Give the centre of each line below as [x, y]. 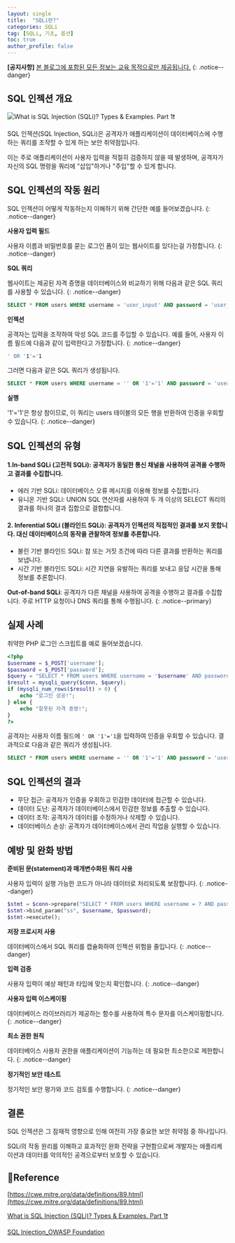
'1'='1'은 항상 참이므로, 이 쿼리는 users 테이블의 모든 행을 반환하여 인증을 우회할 [115, 413]
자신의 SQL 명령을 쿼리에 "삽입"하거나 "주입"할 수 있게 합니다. [92, 166]
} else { [20, 702]
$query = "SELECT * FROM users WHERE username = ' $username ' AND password [119, 676]
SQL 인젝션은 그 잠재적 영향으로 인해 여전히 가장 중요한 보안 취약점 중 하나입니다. [117, 1132]
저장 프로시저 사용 [31, 931]
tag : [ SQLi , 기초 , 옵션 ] [41, 33]
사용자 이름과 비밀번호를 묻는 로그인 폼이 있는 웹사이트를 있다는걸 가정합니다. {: [115, 245]
